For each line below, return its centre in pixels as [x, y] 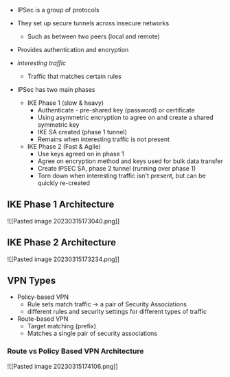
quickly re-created [64, 183]
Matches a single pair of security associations [92, 333]
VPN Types [32, 281]
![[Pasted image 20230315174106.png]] [62, 366]
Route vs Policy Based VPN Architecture [76, 351]
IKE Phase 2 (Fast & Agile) [64, 146]
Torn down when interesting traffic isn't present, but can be [122, 175]
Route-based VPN [43, 319]
